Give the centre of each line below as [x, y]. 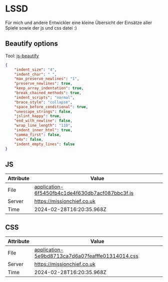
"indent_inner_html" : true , [43, 130]
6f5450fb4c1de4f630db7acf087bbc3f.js [84, 193]
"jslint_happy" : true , [38, 116]
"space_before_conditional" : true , [51, 107]
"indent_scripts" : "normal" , [44, 97]
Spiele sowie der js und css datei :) [41, 28]
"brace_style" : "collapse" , [43, 102]
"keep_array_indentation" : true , [49, 88]
